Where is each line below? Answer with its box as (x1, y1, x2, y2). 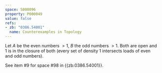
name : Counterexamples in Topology (9, 29, 82, 34)
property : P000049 (5, 12, 42, 16)
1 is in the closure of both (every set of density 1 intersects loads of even (5, 48, 151, 54)
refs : (5, 20, 16, 26)
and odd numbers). (5, 53, 44, 58)
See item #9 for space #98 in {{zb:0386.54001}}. (5, 62, 104, 68)
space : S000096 (5, 7, 36, 12)
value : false (5, 16, 32, 21)
